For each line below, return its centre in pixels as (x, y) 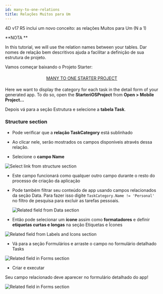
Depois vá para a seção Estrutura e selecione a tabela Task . (65, 109)
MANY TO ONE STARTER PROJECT (82, 78)
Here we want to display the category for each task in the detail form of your (82, 89)
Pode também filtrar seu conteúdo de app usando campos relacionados (84, 190)
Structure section (26, 122)
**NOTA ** (17, 38)
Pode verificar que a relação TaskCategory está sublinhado (72, 132)
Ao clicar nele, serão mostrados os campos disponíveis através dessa (82, 142)
